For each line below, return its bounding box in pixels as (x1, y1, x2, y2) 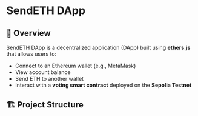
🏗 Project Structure (6, 100, 84, 110)
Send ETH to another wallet (15, 75, 84, 82)
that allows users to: (6, 50, 57, 58)
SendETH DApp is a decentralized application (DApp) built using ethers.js (6, 44, 191, 51)
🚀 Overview (6, 28, 51, 38)
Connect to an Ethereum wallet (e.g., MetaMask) (15, 62, 136, 69)
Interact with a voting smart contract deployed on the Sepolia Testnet (15, 81, 192, 89)
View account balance (15, 69, 71, 76)
